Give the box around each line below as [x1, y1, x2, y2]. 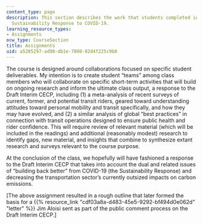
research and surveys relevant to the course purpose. [6, 142, 140, 149]
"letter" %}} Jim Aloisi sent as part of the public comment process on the [6, 205, 188, 212]
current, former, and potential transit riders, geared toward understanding [6, 97, 189, 104]
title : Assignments [6, 43, 56, 49]
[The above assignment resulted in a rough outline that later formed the [6, 192, 184, 199]
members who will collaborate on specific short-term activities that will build [6, 78, 196, 85]
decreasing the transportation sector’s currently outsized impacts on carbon [6, 174, 196, 181]
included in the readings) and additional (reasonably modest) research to [6, 129, 188, 137]
